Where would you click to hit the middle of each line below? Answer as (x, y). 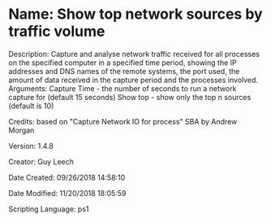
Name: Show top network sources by (135, 14)
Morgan (22, 130)
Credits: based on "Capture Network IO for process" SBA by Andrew (123, 121)
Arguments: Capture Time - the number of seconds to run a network (123, 88)
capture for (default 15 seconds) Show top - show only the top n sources (130, 97)
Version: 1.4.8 (31, 146)
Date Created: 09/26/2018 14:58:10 (67, 177)
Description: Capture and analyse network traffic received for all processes (134, 54)
